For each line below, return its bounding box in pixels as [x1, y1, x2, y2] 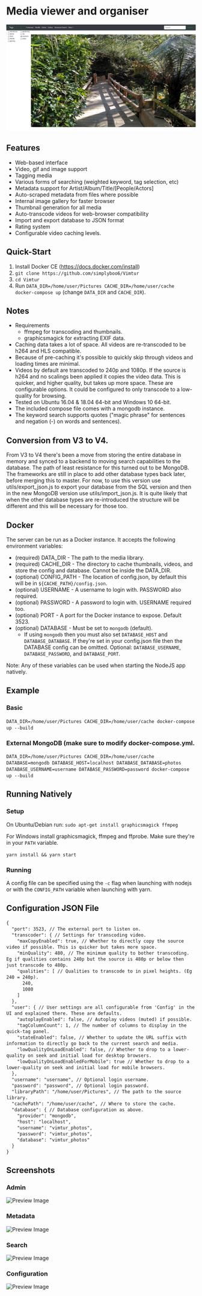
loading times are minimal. [14, 360, 80, 368]
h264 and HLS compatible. [14, 348, 82, 355]
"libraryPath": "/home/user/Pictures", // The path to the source [11, 1089, 182, 1095]
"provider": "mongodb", [17, 1113, 77, 1119]
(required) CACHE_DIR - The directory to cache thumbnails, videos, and [14, 560, 193, 568]
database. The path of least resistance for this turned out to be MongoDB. [6, 464, 189, 471]
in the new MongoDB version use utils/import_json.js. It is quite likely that [6, 490, 188, 497]
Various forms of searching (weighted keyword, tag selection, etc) [14, 178, 179, 185]
